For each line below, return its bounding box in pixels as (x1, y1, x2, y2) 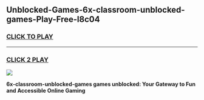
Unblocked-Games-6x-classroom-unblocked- (6, 5, 185, 15)
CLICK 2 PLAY (6, 55, 49, 64)
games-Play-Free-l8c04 (6, 15, 100, 25)
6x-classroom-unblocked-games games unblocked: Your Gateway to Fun (6, 80, 196, 87)
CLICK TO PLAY (6, 33, 53, 41)
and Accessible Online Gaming (6, 87, 86, 94)
